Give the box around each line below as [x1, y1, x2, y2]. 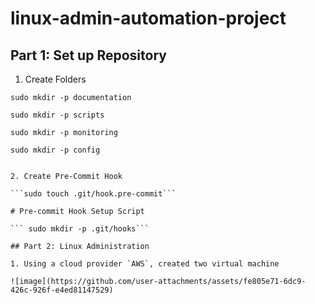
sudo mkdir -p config [10, 145, 101, 155]
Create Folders [24, 73, 87, 85]
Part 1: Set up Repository [10, 47, 167, 64]
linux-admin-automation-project [10, 7, 287, 30]
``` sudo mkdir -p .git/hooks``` [10, 224, 150, 234]
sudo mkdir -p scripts [10, 110, 105, 120]
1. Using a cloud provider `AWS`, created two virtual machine [10, 259, 280, 269]
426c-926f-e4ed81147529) [10, 285, 114, 295]
